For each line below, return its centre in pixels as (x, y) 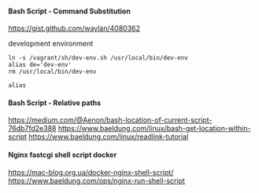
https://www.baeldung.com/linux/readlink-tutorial (109, 137)
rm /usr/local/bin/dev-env (52, 72)
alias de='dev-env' (40, 65)
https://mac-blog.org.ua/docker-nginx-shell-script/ (91, 172)
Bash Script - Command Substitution (70, 11)
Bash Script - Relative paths (55, 103)
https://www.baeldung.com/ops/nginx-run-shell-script (96, 180)
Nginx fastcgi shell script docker (63, 155)
